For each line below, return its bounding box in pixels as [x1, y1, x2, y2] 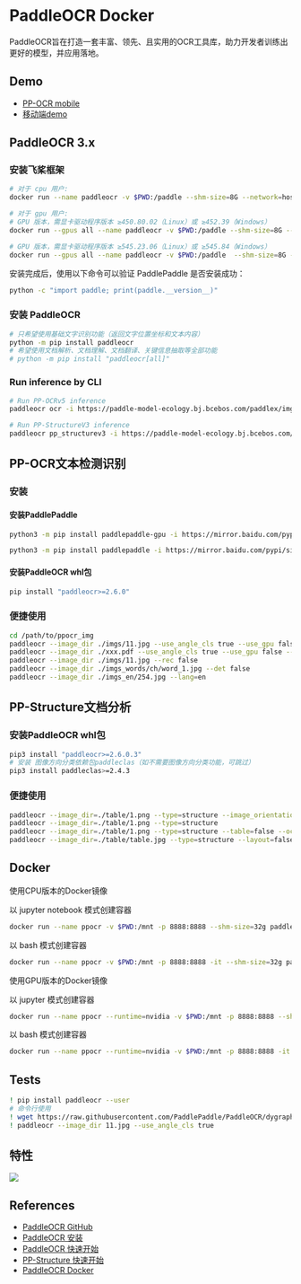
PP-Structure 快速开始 [21, 1254, 105, 1266]
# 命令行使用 [9, 1104, 51, 1113]
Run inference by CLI [9, 376, 102, 389]
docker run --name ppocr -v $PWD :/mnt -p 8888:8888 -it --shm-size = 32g [9, 957, 282, 966]
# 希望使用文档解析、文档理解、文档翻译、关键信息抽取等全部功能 [9, 347, 218, 356]
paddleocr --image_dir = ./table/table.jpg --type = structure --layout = [9, 836, 275, 845]
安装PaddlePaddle [9, 509, 78, 520]
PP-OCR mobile [21, 98, 81, 109]
